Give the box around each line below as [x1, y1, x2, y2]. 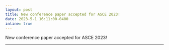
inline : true [5, 21, 33, 26]
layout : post [5, 7, 33, 12]
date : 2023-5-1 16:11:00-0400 [5, 16, 69, 21]
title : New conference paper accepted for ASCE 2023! [5, 12, 121, 17]
